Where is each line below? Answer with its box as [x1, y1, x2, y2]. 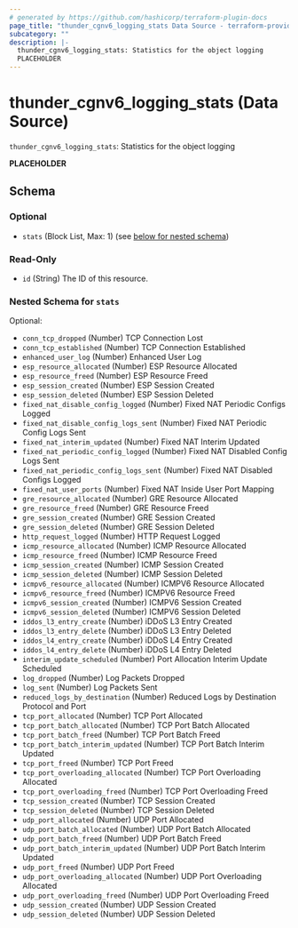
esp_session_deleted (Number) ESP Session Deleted [21, 389, 215, 400]
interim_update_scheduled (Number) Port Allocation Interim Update [21, 654, 268, 665]
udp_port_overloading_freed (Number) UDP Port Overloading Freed [21, 890, 270, 900]
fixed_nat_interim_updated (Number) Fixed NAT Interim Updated [21, 436, 260, 447]
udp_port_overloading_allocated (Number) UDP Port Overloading [21, 871, 262, 882]
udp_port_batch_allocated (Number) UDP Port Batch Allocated [21, 824, 251, 835]
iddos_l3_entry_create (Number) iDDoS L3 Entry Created [21, 616, 232, 627]
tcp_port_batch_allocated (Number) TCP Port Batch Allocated [21, 720, 250, 731]
